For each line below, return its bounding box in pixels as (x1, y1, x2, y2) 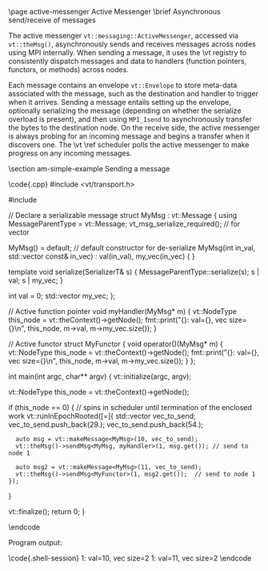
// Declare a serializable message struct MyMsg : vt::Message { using (8, 211, 238, 219)
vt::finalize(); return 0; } (8, 507, 86, 516)
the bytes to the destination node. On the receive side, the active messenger (8, 123, 261, 132)
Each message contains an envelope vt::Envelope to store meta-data (8, 80, 238, 90)
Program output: (8, 538, 62, 547)
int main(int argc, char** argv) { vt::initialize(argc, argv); (8, 372, 192, 381)
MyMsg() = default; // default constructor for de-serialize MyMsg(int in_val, (8, 243, 256, 252)
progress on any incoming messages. (8, 148, 132, 158)
